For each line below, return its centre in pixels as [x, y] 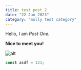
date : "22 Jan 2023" [27, 15]
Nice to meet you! [25, 44]
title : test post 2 [26, 10]
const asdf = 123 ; [25, 63]
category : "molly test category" [41, 19]
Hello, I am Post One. [27, 34]
